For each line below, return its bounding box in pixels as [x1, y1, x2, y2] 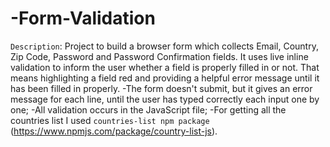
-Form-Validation [10, 7, 156, 30]
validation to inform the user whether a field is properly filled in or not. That [10, 61, 320, 73]
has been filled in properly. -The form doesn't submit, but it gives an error [10, 82, 313, 94]
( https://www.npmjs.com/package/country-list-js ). [10, 125, 218, 137]
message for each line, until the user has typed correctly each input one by [10, 93, 320, 105]
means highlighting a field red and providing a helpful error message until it [10, 72, 320, 84]
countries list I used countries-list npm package [10, 114, 210, 126]
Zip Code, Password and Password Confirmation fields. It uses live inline [10, 50, 309, 62]
